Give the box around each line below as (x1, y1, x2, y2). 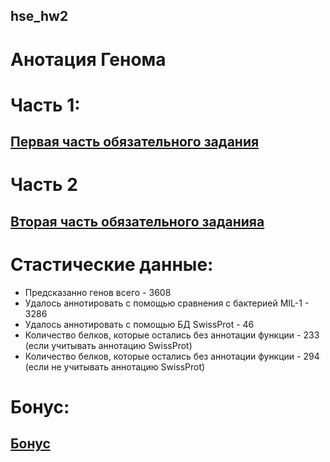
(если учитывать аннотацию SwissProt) (24, 339, 193, 351)
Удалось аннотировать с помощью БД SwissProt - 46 (24, 318, 255, 330)
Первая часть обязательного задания (10, 134, 260, 151)
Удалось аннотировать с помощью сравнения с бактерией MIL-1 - (24, 297, 310, 309)
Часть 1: (10, 94, 81, 116)
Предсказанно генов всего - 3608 (24, 286, 172, 298)
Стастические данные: (10, 253, 214, 276)
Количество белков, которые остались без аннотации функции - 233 (24, 329, 320, 341)
